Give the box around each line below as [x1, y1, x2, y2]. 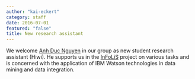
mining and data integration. [6, 66, 75, 73]
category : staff [6, 14, 46, 20]
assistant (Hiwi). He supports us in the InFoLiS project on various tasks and [6, 53, 190, 61]
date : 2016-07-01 [6, 20, 49, 26]
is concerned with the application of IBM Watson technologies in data [6, 60, 176, 67]
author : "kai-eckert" [6, 8, 60, 15]
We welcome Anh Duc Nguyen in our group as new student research [6, 47, 174, 54]
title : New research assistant [6, 31, 84, 37]
